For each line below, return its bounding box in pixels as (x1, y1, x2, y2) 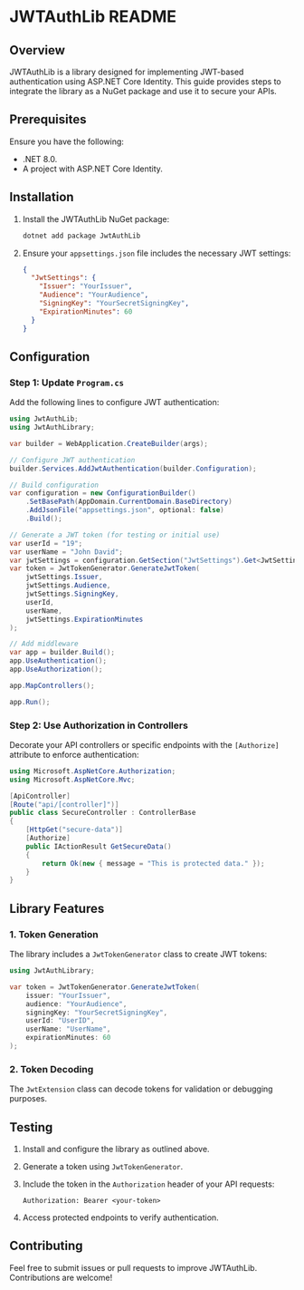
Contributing (9, 1238, 83, 1254)
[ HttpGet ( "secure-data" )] (25, 825, 124, 835)
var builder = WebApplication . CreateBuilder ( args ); (9, 439, 208, 448)
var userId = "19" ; (9, 538, 83, 548)
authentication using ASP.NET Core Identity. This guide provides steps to (9, 76, 282, 87)
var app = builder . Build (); (9, 648, 116, 657)
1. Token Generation (9, 927, 100, 940)
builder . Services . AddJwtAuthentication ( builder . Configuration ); (9, 464, 257, 473)
